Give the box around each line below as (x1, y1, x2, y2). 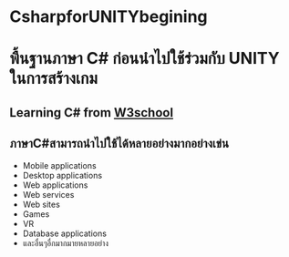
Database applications (22, 228, 108, 239)
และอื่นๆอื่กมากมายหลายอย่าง (22, 237, 109, 248)
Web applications (22, 180, 88, 190)
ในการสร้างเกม (9, 68, 98, 88)
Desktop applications (22, 170, 103, 180)
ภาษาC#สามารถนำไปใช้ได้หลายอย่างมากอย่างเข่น (9, 136, 230, 151)
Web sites (22, 199, 61, 210)
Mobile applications (22, 159, 98, 170)
